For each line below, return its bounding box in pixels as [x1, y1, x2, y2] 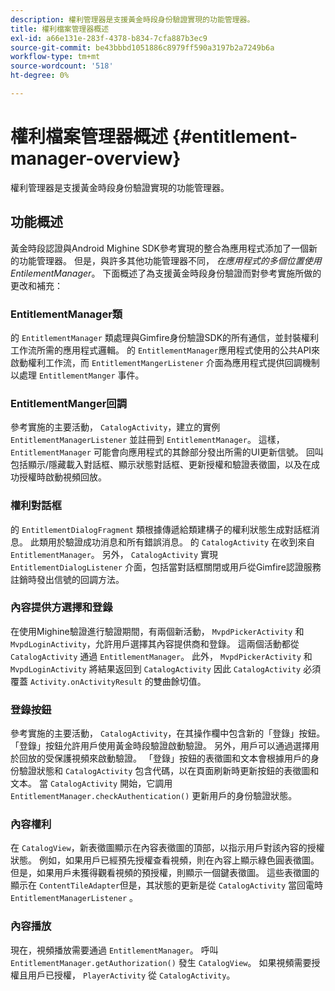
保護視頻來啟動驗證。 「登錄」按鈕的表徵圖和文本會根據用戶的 [53, 752, 311, 765]
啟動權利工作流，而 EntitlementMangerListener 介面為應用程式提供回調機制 [10, 356, 320, 368]
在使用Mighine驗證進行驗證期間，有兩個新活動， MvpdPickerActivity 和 [10, 625, 305, 637]
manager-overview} [10, 147, 182, 170]
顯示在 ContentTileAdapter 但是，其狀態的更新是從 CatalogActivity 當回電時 [10, 879, 324, 891]
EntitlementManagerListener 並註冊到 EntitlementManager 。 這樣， [10, 434, 285, 446]
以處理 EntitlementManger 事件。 [10, 369, 145, 381]
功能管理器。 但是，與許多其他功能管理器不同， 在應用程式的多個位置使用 [18, 254, 322, 266]
